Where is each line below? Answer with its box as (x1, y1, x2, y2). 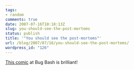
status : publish (5, 31, 40, 36)
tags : (5, 7, 17, 13)
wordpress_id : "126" (5, 45, 50, 50)
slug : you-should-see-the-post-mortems (5, 26, 91, 31)
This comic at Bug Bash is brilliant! (5, 59, 78, 65)
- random (5, 12, 24, 17)
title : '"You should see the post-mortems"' (5, 36, 102, 41)
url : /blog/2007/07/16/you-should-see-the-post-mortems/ (5, 41, 129, 46)
